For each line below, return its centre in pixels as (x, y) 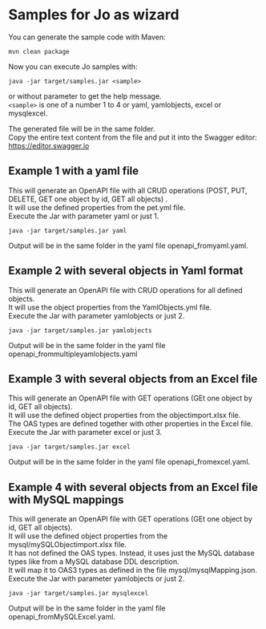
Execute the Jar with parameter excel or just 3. (85, 432)
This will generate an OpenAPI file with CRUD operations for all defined (125, 290)
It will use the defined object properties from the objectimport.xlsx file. (125, 416)
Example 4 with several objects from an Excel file (133, 487)
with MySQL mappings (66, 499)
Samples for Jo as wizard (94, 15)
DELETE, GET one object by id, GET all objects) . (88, 199)
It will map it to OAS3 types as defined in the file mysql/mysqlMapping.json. (133, 570)
